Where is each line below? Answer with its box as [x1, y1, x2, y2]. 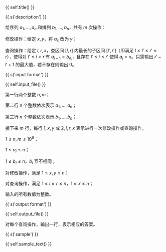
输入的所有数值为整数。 [5, 191, 54, 197]
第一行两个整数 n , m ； [5, 91, 50, 97]
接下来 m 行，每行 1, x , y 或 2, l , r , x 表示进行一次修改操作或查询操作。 [5, 125, 146, 131]
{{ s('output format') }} [5, 201, 52, 207]
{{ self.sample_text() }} [5, 240, 52, 247]
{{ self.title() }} [5, 5, 35, 10]
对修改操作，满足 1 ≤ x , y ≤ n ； [5, 170, 69, 176]
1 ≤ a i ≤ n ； [5, 146, 30, 154]
